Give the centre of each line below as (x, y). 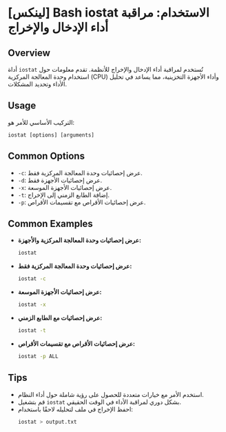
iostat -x (32, 305)
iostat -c (32, 279)
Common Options (47, 156)
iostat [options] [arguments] (51, 135)
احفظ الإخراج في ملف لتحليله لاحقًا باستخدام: (75, 409)
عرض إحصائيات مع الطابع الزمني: (60, 318)
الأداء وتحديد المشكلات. (38, 84)
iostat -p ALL (38, 356)
